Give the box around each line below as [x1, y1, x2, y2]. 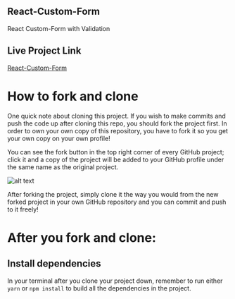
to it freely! [7, 205, 39, 214]
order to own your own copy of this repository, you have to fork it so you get [7, 126, 229, 135]
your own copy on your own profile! [7, 134, 110, 142]
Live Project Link [7, 45, 82, 57]
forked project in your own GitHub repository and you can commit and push [7, 197, 227, 206]
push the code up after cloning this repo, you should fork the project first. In [7, 119, 227, 128]
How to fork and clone [7, 88, 139, 104]
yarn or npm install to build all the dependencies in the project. [7, 283, 191, 292]
